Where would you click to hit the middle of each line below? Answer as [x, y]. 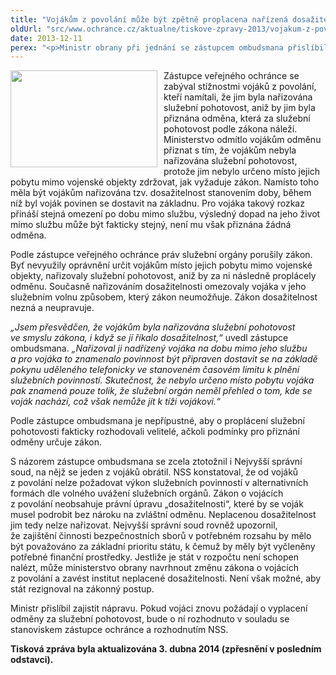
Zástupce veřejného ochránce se [231, 76]
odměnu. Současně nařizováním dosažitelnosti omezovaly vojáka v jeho [158, 287]
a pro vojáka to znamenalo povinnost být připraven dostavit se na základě [164, 359]
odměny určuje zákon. [56, 442]
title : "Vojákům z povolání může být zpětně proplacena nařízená [149, 19]
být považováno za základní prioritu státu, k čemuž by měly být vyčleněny [163, 547]
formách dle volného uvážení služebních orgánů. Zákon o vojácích [147, 493]
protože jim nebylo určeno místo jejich [242, 172]
